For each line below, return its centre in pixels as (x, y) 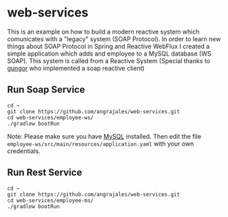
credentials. (24, 151)
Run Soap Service (46, 90)
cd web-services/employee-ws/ (51, 117)
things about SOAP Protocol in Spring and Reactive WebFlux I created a (108, 46)
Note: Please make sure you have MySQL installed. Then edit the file (104, 136)
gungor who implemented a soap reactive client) (76, 68)
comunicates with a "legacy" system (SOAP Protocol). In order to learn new (114, 38)
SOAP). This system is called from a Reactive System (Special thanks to (109, 60)
